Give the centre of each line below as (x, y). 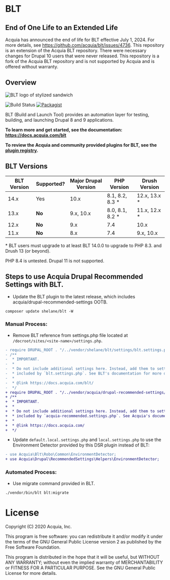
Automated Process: (31, 472)
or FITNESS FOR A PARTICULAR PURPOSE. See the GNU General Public (80, 568)
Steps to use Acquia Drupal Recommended (74, 277)
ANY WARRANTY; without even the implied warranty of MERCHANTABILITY (84, 562)
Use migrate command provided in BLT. (54, 483)
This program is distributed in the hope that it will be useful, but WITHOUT (82, 557)
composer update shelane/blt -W (39, 312)
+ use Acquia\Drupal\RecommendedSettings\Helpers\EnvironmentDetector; (82, 459)
